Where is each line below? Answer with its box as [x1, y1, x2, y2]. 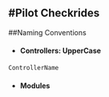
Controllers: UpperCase [19, 46, 102, 55]
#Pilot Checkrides [8, 6, 100, 20]
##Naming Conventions [8, 27, 87, 37]
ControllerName [8, 64, 59, 72]
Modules [19, 81, 50, 91]
